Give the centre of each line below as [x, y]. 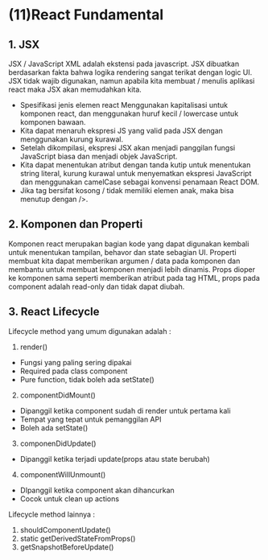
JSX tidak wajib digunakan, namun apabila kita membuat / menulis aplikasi [132, 81]
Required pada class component [74, 371]
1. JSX [24, 45]
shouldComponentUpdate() [65, 529]
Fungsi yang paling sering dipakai [76, 362]
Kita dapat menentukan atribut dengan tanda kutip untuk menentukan [135, 165]
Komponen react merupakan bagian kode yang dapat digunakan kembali [129, 244]
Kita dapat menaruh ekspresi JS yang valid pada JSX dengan [122, 131]
